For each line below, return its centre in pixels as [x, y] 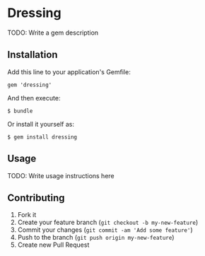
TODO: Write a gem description [53, 33]
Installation [33, 55]
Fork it [27, 215]
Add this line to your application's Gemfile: [69, 71]
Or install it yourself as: [41, 124]
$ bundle [20, 111]
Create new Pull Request [53, 245]
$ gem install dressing [42, 137]
